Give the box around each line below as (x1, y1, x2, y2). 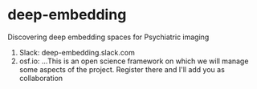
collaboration (18, 73, 63, 83)
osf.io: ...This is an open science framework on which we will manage (18, 56, 249, 66)
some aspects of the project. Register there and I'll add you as (18, 64, 226, 74)
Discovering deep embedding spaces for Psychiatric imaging (7, 32, 210, 42)
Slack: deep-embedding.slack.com (18, 47, 136, 57)
